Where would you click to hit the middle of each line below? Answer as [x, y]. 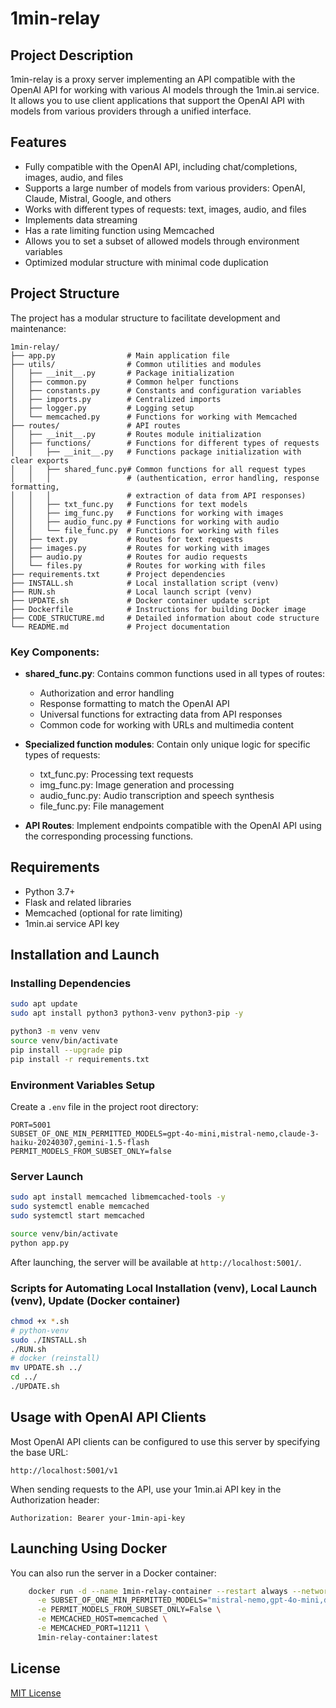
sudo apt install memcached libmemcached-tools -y [118, 1197]
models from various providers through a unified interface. [131, 111]
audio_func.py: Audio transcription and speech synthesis [157, 795]
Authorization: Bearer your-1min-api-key [98, 1518]
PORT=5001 [31, 1125]
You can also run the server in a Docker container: [113, 1573]
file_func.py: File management [102, 806]
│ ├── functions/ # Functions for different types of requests [165, 443]
